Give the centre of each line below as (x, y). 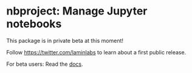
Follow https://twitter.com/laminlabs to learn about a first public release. (96, 52)
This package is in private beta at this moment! (65, 40)
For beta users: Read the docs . (45, 64)
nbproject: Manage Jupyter (77, 11)
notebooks (34, 24)
